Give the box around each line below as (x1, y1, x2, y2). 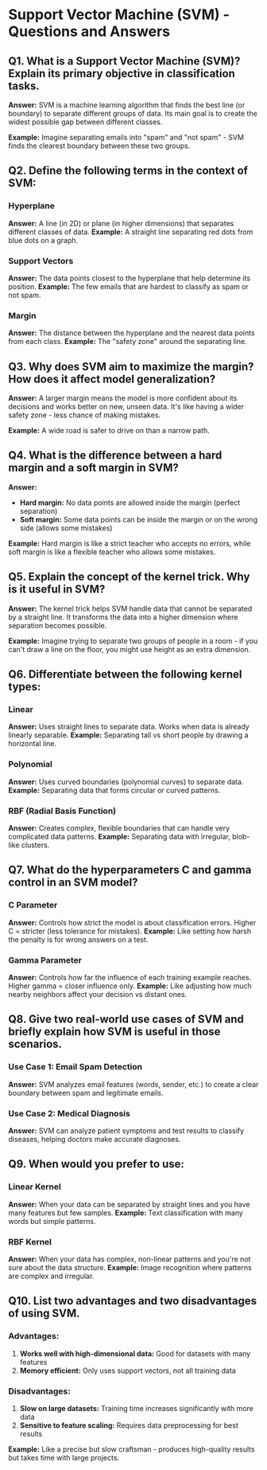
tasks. (8, 79, 40, 92)
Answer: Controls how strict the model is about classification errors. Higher (8, 917, 257, 927)
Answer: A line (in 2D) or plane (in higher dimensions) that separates (8, 218, 234, 228)
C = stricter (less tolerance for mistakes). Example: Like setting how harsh (8, 926, 252, 936)
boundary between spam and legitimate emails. (8, 1088, 164, 1097)
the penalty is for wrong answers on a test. (8, 934, 149, 944)
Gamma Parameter (8, 954, 82, 965)
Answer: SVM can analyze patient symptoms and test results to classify (8, 1125, 245, 1136)
